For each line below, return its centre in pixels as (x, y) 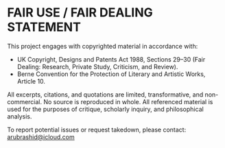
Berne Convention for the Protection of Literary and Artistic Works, (111, 74)
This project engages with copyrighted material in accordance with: (103, 46)
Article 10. (31, 81)
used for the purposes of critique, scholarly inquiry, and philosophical (105, 109)
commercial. (25, 101)
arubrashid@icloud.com (41, 137)
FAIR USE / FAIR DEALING (80, 13)
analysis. (20, 116)
